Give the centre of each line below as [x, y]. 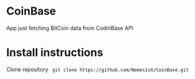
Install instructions [55, 53]
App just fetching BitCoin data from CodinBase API [70, 28]
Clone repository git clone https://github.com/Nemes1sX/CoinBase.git [97, 69]
